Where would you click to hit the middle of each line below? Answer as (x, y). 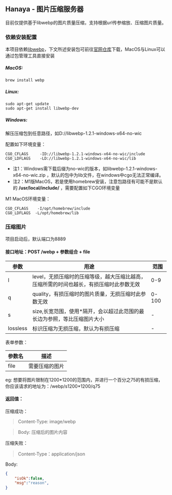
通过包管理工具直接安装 (30, 56)
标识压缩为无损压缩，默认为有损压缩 (76, 329)
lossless (18, 328)
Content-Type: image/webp (47, 421)
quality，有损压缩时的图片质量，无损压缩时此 (87, 294)
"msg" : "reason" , (32, 483)
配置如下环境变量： (26, 144)
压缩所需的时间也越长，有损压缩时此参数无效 (86, 284)
